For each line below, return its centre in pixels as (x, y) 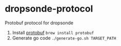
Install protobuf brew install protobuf (53, 32)
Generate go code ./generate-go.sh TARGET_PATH (64, 38)
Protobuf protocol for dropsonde (39, 23)
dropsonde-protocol (49, 9)
